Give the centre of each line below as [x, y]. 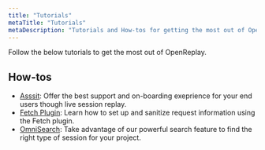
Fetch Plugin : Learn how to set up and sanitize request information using [137, 113]
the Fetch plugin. [47, 121]
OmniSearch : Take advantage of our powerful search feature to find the [136, 130]
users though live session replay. [73, 104]
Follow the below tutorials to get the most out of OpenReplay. [107, 53]
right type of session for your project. [80, 137]
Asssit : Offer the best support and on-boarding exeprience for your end [136, 96]
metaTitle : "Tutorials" [47, 23]
